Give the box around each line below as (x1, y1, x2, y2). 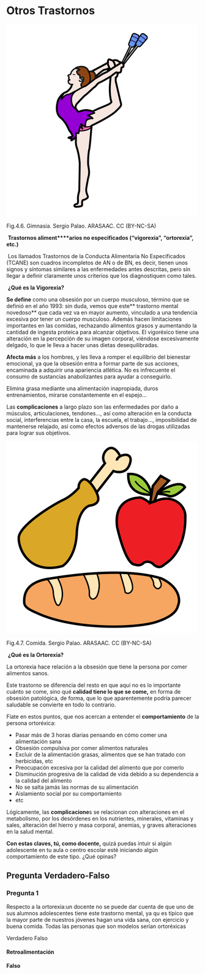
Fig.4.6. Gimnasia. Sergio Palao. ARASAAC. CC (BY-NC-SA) (6, 222, 157, 229)
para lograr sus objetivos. (6, 429, 71, 436)
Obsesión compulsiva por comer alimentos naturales (15, 744, 149, 751)
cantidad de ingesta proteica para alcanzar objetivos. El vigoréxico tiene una (6, 328, 199, 336)
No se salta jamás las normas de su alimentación (15, 783, 139, 791)
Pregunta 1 (6, 889, 39, 897)
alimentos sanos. (6, 669, 49, 677)
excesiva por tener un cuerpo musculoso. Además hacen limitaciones (6, 315, 182, 323)
